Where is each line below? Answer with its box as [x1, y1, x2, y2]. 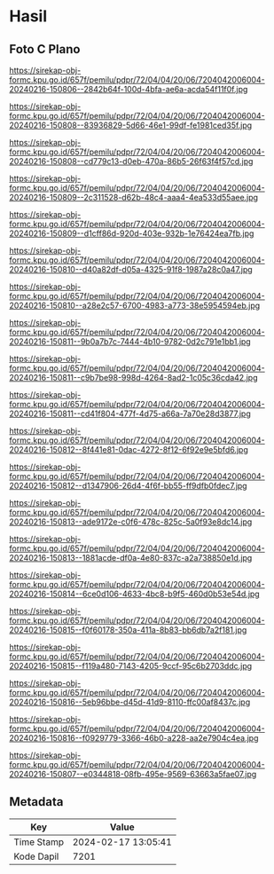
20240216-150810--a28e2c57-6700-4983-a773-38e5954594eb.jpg [9, 300, 261, 311]
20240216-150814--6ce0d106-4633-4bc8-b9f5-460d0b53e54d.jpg [9, 588, 260, 599]
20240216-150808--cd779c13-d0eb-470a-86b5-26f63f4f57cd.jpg [9, 156, 254, 166]
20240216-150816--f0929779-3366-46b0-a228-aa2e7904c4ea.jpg [9, 733, 259, 743]
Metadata [9, 794, 64, 809]
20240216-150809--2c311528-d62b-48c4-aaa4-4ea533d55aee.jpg [9, 193, 259, 202]
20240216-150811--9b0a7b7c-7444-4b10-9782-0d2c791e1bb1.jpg [9, 336, 251, 347]
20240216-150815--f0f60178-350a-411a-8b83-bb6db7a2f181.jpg [9, 625, 247, 635]
